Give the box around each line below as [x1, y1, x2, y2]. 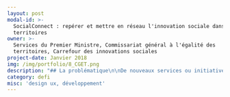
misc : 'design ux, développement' [7, 80, 106, 87]
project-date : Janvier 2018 [7, 55, 88, 61]
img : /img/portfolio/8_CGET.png [7, 61, 99, 68]
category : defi [7, 73, 51, 81]
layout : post [7, 10, 44, 17]
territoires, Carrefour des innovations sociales [13, 48, 157, 55]
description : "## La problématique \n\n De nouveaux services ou [7, 67, 192, 74]
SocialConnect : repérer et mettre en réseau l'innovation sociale [13, 23, 210, 29]
